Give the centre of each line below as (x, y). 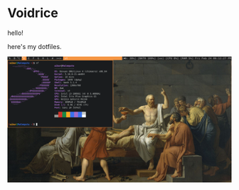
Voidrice (33, 13)
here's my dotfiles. (34, 46)
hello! (15, 33)
